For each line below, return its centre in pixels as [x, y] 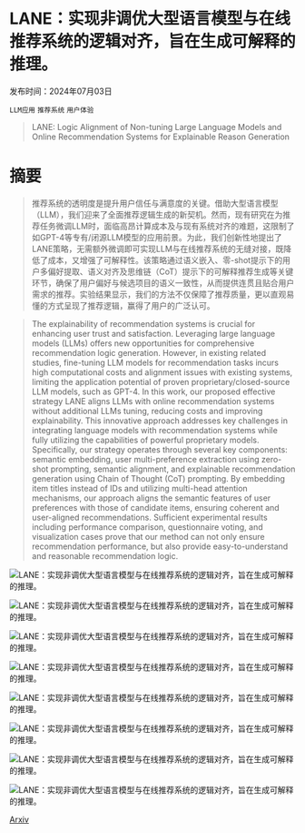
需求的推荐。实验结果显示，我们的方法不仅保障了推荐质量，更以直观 [159, 294]
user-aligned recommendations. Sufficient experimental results [149, 517]
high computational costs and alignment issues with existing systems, [162, 372]
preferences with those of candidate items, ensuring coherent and [155, 507]
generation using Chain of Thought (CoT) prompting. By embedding [158, 478]
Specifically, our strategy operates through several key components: [159, 449]
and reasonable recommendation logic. [105, 555]
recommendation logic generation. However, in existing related [149, 352]
